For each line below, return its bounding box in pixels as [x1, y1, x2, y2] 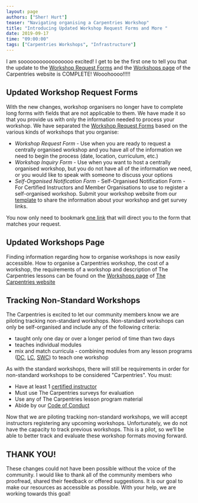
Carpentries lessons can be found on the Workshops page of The [6, 272, 166, 279]
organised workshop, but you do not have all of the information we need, [14, 165, 192, 172]
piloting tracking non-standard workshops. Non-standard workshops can [6, 317, 184, 324]
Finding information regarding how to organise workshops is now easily [6, 253, 180, 260]
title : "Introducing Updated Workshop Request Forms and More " [6, 25, 168, 31]
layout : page [6, 8, 38, 15]
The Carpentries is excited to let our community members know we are [6, 311, 179, 318]
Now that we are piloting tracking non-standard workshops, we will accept [6, 413, 188, 420]
